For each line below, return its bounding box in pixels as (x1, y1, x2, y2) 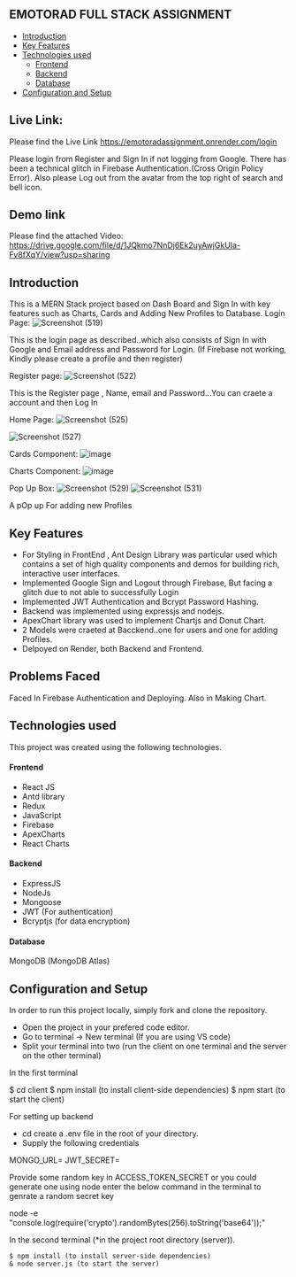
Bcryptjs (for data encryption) (21, 916, 131, 926)
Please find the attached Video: (9, 230, 124, 242)
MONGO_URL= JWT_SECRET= (9, 1155, 121, 1165)
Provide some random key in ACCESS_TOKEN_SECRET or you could (9, 1173, 257, 1183)
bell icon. (9, 182, 42, 192)
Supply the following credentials (21, 1138, 140, 1149)
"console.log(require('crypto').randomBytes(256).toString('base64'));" (9, 1218, 266, 1228)
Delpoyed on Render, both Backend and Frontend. (21, 644, 205, 654)
